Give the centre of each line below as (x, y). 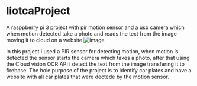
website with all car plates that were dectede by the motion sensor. (88, 77)
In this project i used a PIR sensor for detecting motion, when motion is (92, 51)
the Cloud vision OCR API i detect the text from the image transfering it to (96, 64)
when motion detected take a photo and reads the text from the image (92, 33)
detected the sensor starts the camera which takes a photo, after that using (98, 58)
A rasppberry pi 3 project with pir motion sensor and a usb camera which (95, 27)
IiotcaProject (38, 11)
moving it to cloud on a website (44, 40)
